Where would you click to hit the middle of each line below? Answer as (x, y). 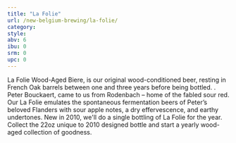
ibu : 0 (17, 46)
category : (22, 27)
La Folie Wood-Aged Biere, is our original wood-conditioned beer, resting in (117, 80)
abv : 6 (17, 40)
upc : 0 (17, 60)
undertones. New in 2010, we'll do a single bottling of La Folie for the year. (115, 117)
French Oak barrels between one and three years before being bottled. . (112, 87)
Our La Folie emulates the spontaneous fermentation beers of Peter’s (107, 102)
